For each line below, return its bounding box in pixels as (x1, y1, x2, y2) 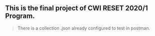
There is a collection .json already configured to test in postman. (17, 25, 150, 31)
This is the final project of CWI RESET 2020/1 (5, 4, 148, 12)
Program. (5, 12, 35, 20)
